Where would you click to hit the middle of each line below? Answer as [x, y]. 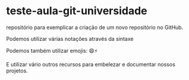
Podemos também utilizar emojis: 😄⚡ [52, 50]
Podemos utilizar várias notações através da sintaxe [70, 39]
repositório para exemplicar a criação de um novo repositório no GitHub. [95, 27]
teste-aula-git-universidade [77, 11]
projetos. [17, 71]
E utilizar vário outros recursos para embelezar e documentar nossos [91, 64]
